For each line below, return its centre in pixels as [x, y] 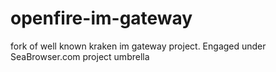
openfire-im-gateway [101, 18]
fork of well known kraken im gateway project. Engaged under [138, 46]
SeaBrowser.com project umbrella [80, 56]
